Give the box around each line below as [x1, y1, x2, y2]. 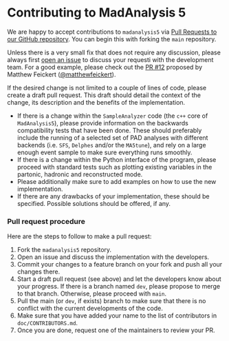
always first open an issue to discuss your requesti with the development [7, 55, 214, 63]
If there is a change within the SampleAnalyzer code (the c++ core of [17, 112, 208, 120]
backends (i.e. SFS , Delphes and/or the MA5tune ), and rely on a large [17, 141, 206, 149]
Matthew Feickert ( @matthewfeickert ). [7, 70, 116, 79]
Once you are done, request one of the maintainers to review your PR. [17, 326, 215, 335]
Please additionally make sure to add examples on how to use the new [17, 177, 217, 185]
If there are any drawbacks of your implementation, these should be [17, 192, 210, 200]
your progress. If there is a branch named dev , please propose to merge [17, 282, 221, 291]
